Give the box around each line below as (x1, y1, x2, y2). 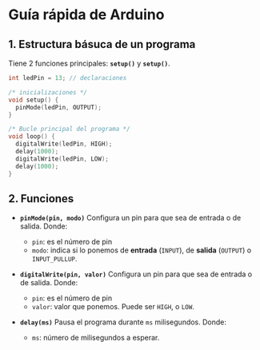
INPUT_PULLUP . (31, 254, 78, 264)
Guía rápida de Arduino (8, 6, 165, 24)
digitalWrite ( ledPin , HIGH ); (15, 140, 113, 149)
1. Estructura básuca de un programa (8, 38, 196, 51)
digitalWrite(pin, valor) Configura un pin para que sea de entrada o (19, 269, 253, 279)
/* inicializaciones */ (8, 88, 88, 97)
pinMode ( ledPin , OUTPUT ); (15, 103, 102, 111)
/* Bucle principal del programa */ (8, 125, 130, 133)
